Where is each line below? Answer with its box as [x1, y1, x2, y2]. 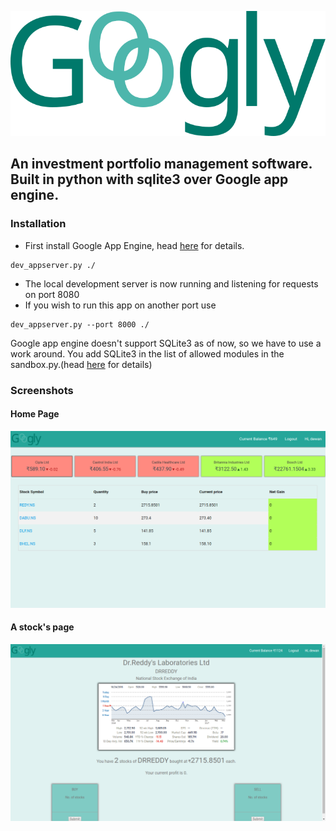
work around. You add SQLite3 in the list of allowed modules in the [10, 347, 285, 360]
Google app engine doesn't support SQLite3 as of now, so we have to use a [10, 337, 322, 349]
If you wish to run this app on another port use [24, 299, 217, 311]
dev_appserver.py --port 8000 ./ [10, 319, 150, 330]
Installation [10, 217, 67, 231]
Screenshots [10, 383, 74, 397]
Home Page [10, 408, 60, 420]
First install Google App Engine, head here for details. [24, 239, 245, 251]
